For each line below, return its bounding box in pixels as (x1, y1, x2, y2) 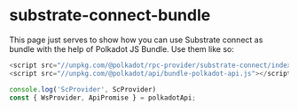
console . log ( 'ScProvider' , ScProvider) (9, 85, 157, 93)
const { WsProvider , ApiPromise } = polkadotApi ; (9, 93, 197, 102)
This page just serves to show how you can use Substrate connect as (9, 34, 263, 45)
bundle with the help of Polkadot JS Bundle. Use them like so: (9, 43, 235, 54)
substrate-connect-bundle (9, 5, 211, 26)
